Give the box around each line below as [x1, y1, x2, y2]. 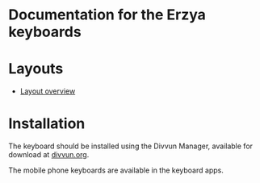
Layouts [8, 60, 64, 78]
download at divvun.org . [8, 150, 90, 160]
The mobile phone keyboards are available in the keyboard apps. [8, 165, 224, 175]
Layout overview [19, 86, 76, 96]
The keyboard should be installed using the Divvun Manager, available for [8, 141, 253, 151]
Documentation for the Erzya [8, 6, 206, 24]
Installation [8, 114, 86, 133]
